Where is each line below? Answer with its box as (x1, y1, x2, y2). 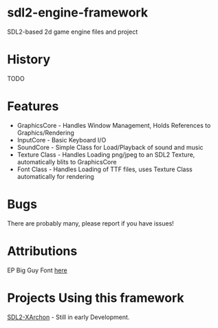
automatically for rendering (17, 172, 94, 180)
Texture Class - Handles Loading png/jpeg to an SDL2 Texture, (17, 150, 195, 159)
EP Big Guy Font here (7, 266, 67, 274)
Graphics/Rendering (17, 129, 74, 137)
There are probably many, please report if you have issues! (7, 219, 174, 228)
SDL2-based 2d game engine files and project (7, 28, 138, 36)
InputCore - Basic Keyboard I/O (17, 135, 107, 144)
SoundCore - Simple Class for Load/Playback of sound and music (17, 143, 204, 151)
